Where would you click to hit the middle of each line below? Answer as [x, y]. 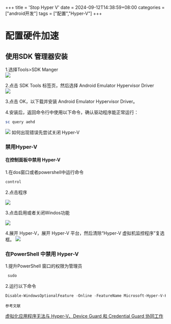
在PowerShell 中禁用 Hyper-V [42, 254]
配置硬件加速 [32, 36]
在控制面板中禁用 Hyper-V [33, 160]
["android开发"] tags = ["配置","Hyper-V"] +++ [54, 13]
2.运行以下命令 [21, 286]
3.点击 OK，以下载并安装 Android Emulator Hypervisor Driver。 [72, 101]
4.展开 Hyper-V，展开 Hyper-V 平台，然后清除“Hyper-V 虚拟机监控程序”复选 [85, 233]
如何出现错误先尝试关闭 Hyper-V [46, 132]
